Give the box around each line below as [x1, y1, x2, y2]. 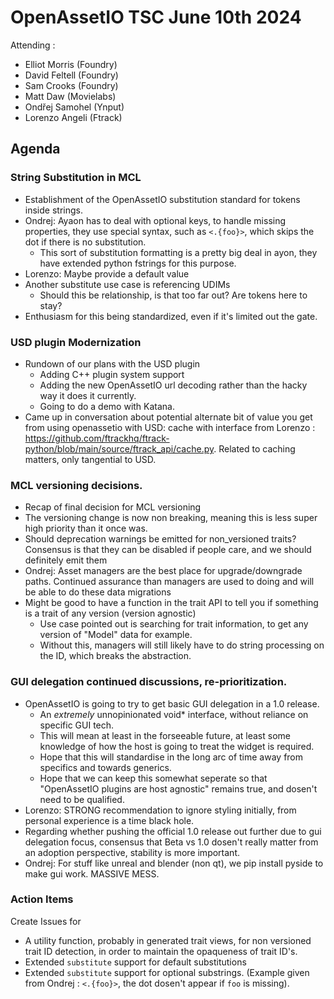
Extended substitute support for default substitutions [24, 956, 247, 968]
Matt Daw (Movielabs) [24, 90, 117, 102]
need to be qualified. [39, 793, 125, 805]
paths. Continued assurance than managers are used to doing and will [24, 576, 315, 588]
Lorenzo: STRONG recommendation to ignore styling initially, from [24, 804, 297, 816]
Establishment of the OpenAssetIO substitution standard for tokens [24, 193, 301, 205]
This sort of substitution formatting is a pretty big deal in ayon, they [39, 246, 318, 258]
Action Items [10, 892, 74, 906]
